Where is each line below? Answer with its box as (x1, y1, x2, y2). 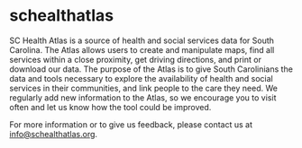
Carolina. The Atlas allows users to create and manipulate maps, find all (9, 44, 275, 55)
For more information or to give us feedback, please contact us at (9, 118, 253, 130)
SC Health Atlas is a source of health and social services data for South (9, 35, 275, 46)
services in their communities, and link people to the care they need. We (9, 83, 278, 93)
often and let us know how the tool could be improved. (9, 101, 212, 112)
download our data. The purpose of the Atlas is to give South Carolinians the (9, 64, 293, 74)
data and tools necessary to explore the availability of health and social (9, 73, 273, 83)
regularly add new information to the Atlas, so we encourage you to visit (9, 91, 277, 103)
